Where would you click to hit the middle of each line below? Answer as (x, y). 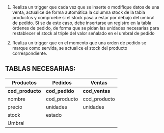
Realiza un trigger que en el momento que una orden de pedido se (79, 43)
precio (15, 107)
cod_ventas (96, 91)
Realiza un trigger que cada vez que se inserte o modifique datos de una (86, 7)
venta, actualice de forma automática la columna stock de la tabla (79, 12)
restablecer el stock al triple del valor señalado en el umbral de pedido (83, 33)
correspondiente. (30, 53)
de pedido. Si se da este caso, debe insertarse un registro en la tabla (82, 23)
